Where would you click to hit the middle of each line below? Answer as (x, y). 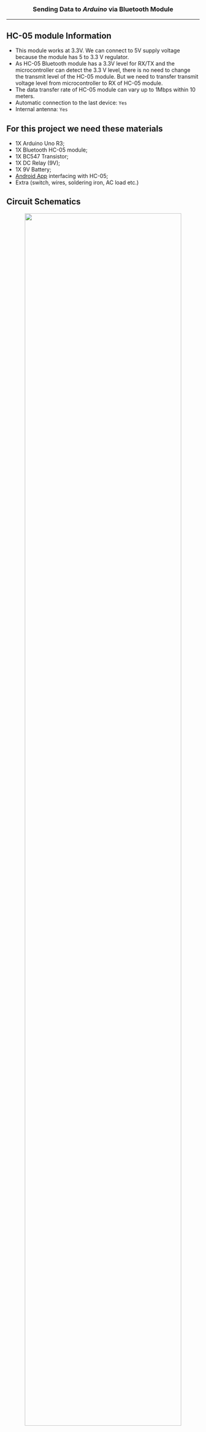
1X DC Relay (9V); (37, 163)
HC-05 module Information (59, 36)
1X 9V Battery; (33, 169)
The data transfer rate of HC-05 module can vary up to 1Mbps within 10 (105, 90)
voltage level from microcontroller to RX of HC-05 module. (89, 83)
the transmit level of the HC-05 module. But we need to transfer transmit (107, 77)
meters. (25, 96)
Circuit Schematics (44, 202)
